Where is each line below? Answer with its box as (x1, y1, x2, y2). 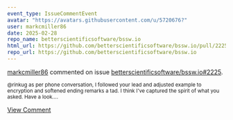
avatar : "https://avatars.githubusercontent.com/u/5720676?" (7, 17, 188, 24)
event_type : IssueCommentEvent (7, 10, 98, 17)
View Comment (7, 105, 51, 114)
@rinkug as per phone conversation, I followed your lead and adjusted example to (7, 81, 202, 88)
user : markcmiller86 (7, 23, 67, 30)
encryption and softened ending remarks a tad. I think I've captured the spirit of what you (7, 87, 220, 94)
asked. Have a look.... (7, 93, 59, 101)
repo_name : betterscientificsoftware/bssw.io (7, 36, 141, 43)
